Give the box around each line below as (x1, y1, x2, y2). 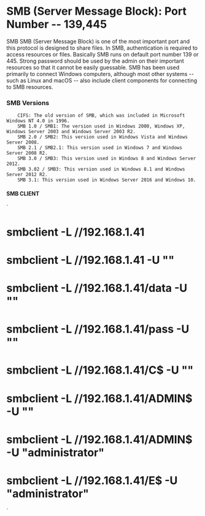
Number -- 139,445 (6, 17, 107, 31)
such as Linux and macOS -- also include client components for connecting (6, 77, 198, 84)
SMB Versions (6, 98, 50, 107)
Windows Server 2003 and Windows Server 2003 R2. (6, 129, 136, 135)
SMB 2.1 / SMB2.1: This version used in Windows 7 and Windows (17, 145, 183, 151)
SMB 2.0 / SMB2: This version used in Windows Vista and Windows (17, 134, 188, 141)
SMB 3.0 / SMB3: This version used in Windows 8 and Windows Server (17, 155, 196, 162)
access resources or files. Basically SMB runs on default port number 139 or (6, 50, 199, 58)
